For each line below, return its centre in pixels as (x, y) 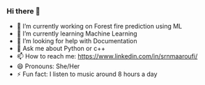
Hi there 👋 (24, 11)
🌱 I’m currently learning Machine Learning (77, 33)
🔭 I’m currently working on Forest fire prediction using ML (99, 26)
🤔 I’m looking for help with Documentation (77, 41)
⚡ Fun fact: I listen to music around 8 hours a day (87, 74)
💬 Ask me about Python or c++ (61, 49)
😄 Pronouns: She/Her (48, 66)
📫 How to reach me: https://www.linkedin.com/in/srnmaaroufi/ (107, 56)
